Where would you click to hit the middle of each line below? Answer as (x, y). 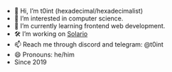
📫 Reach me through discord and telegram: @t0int (88, 44)
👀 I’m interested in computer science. (69, 18)
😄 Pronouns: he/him (44, 54)
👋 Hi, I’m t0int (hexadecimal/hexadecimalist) (79, 11)
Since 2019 (31, 62)
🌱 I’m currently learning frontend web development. (90, 26)
